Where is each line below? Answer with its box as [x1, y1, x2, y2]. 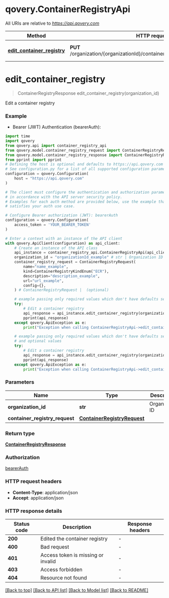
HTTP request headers [5, 478, 62, 485]
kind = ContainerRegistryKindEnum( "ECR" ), [23, 269, 109, 274]
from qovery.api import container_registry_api [5, 143, 107, 148]
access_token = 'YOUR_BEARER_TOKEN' [14, 222, 92, 227]
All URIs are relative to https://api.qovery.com [5, 20, 100, 26]
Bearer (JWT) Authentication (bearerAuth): [12, 124, 101, 130]
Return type [5, 430, 35, 437]
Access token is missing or [40, 551, 104, 558]
